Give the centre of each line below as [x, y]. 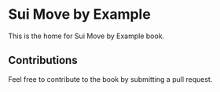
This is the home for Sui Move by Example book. [86, 36]
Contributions [43, 60]
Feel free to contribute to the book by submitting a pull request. [110, 79]
